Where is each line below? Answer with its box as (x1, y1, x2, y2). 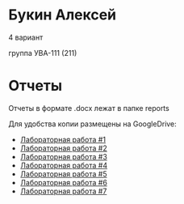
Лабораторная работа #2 (19, 143, 107, 153)
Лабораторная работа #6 (19, 177, 107, 187)
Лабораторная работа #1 (19, 134, 107, 144)
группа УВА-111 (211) (8, 48, 77, 57)
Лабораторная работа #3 (19, 151, 107, 161)
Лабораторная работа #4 (19, 160, 107, 170)
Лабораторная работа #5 (19, 168, 107, 179)
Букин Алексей (8, 6, 117, 24)
